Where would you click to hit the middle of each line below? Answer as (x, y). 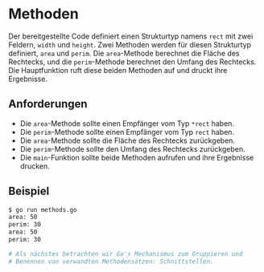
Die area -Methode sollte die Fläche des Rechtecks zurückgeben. (128, 140)
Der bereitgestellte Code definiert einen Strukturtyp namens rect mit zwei (131, 36)
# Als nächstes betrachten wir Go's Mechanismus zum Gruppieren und (126, 254)
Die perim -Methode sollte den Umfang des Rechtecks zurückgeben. (132, 148)
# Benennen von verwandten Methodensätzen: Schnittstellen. (111, 262)
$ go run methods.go (43, 209)
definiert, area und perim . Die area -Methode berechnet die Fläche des (124, 53)
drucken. (35, 166)
